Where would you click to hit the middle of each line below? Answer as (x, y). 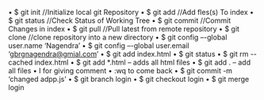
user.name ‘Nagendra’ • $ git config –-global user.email (99, 46)
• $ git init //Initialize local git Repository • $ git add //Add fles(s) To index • (131, 12)
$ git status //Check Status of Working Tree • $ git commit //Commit (120, 20)
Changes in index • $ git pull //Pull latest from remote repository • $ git (124, 29)
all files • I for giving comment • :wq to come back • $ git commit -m (120, 70)
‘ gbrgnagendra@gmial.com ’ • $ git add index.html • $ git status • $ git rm (128, 54)
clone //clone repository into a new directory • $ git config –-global (118, 37)
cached (21, 62)
